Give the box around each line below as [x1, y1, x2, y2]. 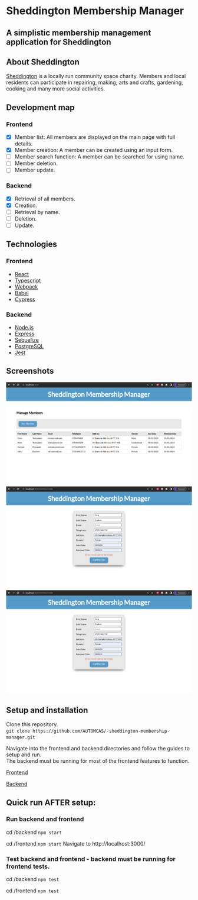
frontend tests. [6, 862, 50, 870]
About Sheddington [6, 57, 80, 67]
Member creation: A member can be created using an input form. [14, 147, 173, 154]
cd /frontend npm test [6, 887, 60, 894]
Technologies [6, 239, 58, 250]
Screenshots [6, 366, 54, 376]
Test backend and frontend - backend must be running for [6, 854, 176, 863]
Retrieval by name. [14, 208, 60, 215]
